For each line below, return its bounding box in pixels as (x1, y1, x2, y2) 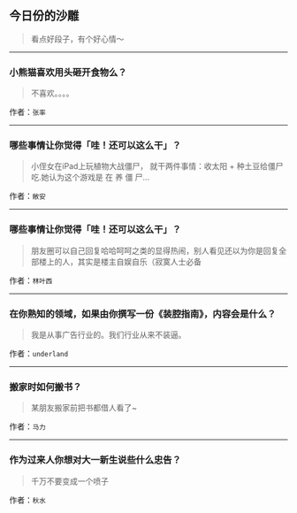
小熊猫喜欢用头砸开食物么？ (9, 65, 127, 78)
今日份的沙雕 (9, 8, 80, 24)
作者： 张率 (9, 107, 46, 118)
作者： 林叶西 (9, 275, 53, 286)
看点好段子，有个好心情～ (30, 34, 125, 44)
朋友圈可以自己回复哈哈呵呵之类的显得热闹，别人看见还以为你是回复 (30, 245, 279, 256)
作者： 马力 (9, 421, 46, 432)
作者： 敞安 (9, 191, 46, 202)
